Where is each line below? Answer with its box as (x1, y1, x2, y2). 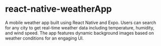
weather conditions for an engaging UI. (5, 35, 84, 41)
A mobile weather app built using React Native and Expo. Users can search (5, 20, 157, 25)
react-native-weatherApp (5, 3, 112, 15)
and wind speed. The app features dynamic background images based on (5, 30, 154, 36)
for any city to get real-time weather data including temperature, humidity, (5, 24, 155, 30)
